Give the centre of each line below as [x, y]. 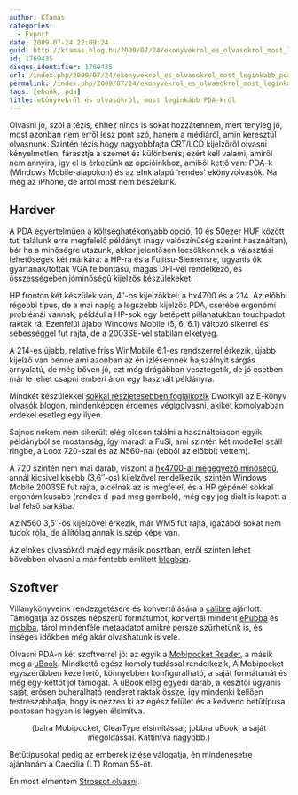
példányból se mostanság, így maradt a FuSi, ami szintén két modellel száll [146, 441]
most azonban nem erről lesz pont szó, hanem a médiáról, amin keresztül [143, 135]
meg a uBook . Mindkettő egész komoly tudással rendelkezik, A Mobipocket [146, 664]
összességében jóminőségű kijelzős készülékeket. [101, 278]
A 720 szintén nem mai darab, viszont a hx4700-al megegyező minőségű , [144, 468]
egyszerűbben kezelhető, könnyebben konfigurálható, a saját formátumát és [149, 673]
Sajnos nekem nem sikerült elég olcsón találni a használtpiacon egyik [136, 433]
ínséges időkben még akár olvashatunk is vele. [94, 637]
